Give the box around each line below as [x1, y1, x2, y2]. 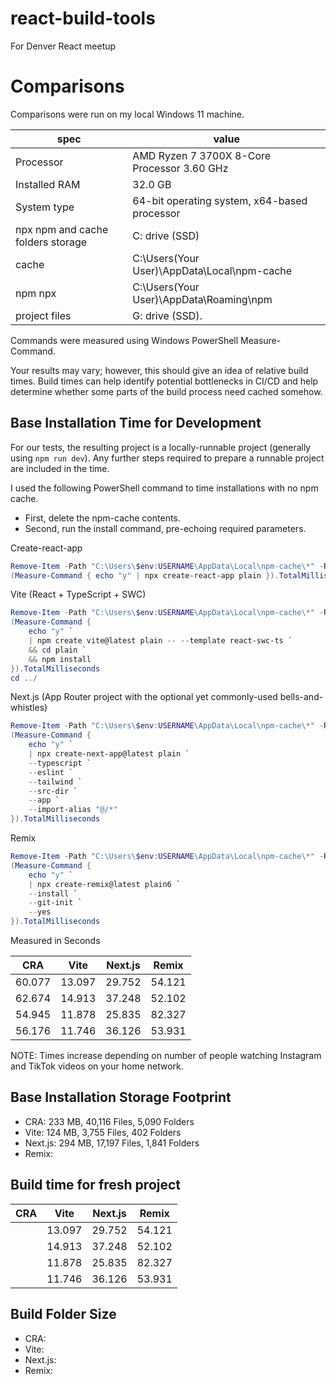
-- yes [28, 907, 52, 917]
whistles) [10, 702, 48, 714]
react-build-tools [10, 7, 156, 30]
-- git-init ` [28, 898, 83, 908]
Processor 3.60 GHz [132, 161, 229, 175]
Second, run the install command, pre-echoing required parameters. [24, 522, 307, 534]
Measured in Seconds [10, 935, 101, 947]
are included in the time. [10, 462, 110, 474]
